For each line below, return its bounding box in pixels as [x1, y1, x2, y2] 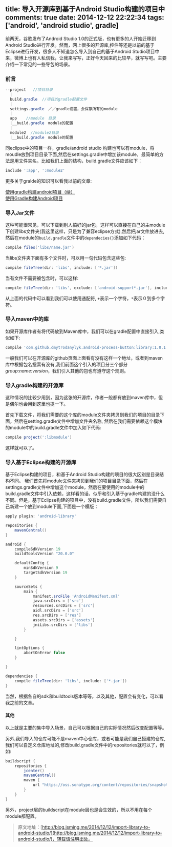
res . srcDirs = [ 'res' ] [32, 613, 81, 618]
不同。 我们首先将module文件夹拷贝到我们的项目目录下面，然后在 [9, 478, 148, 484]
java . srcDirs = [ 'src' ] [32, 598, 83, 604]
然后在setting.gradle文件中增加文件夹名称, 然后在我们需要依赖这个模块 [14, 418, 163, 424]
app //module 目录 [10, 116, 56, 121]
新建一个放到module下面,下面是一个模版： [9, 503, 99, 509]
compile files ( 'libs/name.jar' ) [5, 245, 74, 250]
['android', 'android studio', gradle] [5, 21, 119, 30]
